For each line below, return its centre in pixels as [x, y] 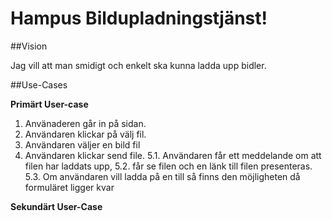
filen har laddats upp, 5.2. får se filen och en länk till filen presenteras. [168, 166]
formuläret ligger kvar [69, 187]
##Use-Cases [39, 84]
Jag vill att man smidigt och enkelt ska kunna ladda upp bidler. [138, 65]
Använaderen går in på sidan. [85, 123]
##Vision [29, 46]
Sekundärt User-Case [56, 206]
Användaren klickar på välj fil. [85, 134]
